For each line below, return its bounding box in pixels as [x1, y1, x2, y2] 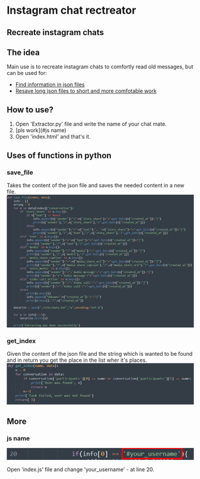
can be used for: [7, 70, 47, 77]
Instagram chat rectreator [7, 4, 136, 17]
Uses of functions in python [7, 150, 112, 161]
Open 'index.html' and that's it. [15, 133, 91, 140]
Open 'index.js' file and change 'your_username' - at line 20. [7, 465, 155, 473]
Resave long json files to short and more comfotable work [15, 87, 157, 95]
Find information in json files [15, 81, 85, 88]
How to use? [7, 105, 54, 115]
